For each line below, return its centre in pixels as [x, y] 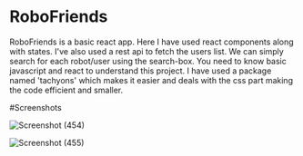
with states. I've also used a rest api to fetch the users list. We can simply [146, 51]
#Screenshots [35, 107]
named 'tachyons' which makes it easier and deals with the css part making [151, 80]
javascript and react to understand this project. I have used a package [141, 71]
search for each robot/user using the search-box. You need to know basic [148, 61]
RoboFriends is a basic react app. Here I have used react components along [151, 42]
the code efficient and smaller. [66, 90]
